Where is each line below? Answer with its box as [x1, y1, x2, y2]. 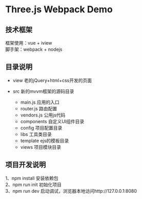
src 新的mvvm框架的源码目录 [12, 88, 74, 94]
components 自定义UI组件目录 [20, 118, 85, 124]
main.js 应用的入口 [20, 99, 60, 105]
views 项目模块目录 [20, 144, 62, 150]
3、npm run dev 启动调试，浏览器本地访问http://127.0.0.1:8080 [5, 188, 137, 194]
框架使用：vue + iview [5, 40, 52, 46]
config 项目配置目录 [20, 125, 63, 131]
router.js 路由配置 [20, 105, 57, 111]
